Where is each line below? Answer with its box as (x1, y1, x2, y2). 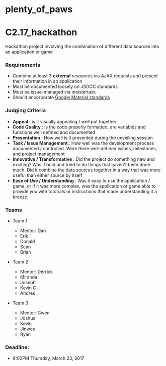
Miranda (20, 274, 38, 280)
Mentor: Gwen (20, 310, 50, 316)
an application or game (5, 49, 53, 55)
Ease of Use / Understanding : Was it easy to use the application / (12, 177, 150, 184)
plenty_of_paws (5, 4, 73, 15)
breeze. (12, 194, 29, 200)
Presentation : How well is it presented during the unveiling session (12, 134, 153, 141)
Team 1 (12, 218, 28, 224)
